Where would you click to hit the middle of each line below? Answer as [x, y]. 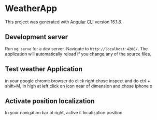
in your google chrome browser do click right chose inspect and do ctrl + [78, 81]
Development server [36, 37]
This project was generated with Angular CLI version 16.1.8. [64, 22]
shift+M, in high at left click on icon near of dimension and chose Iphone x [79, 86]
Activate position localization [50, 101]
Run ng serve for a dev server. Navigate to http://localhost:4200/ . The [77, 48]
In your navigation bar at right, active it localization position [64, 113]
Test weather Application [44, 69]
